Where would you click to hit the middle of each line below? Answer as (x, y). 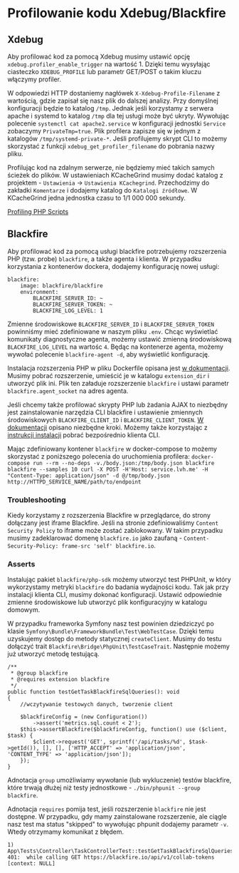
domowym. (24, 610)
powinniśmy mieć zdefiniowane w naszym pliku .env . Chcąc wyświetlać (113, 331)
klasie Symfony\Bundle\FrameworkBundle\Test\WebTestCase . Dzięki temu (111, 631)
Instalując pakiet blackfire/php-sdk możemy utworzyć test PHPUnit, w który (119, 580)
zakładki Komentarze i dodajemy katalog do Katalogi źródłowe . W (102, 190)
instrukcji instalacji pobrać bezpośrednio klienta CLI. (84, 435)
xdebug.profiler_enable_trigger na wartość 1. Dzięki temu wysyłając (109, 64)
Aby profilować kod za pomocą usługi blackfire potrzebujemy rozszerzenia (117, 251)
